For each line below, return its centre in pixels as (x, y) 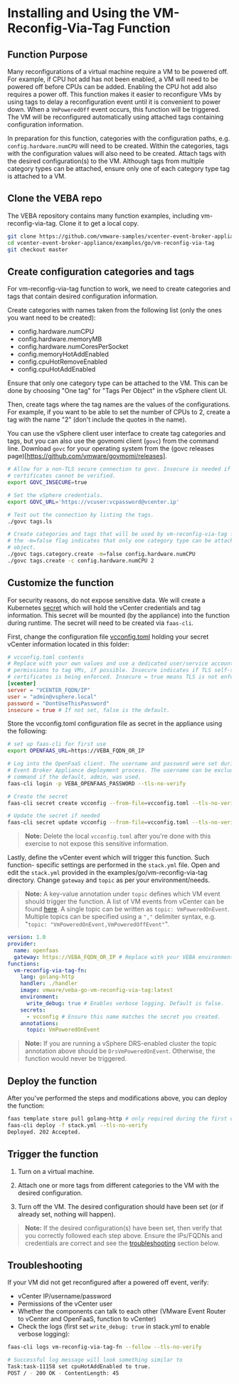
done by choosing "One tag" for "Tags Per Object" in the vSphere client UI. (117, 391)
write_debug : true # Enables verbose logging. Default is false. (125, 1003)
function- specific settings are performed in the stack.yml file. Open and (114, 865)
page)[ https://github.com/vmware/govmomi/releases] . (87, 456)
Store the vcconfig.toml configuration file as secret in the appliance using (115, 723)
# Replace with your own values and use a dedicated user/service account (121, 664)
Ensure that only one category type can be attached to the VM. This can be (118, 383)
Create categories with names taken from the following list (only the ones (115, 310)
